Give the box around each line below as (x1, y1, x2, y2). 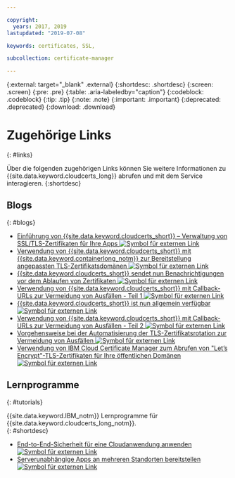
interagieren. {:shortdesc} (6, 179, 82, 188)
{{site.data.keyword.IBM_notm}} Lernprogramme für (6, 411, 158, 420)
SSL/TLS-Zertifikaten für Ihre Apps (16, 239, 118, 247)
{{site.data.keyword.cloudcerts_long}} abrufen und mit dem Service (6, 172, 203, 180)
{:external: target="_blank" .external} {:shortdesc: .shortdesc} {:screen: (6, 80, 214, 89)
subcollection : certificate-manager (6, 55, 114, 62)
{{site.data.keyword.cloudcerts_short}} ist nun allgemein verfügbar (16, 299, 211, 307)
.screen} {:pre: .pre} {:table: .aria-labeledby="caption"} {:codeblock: (6, 88, 204, 96)
